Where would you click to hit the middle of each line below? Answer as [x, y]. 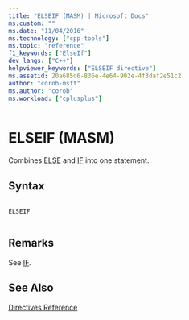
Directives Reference [43, 307]
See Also [31, 288]
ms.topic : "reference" [46, 46]
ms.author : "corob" [41, 91]
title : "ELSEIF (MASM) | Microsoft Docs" [79, 16]
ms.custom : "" [32, 23]
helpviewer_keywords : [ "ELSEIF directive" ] [82, 69]
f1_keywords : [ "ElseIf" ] [50, 53]
